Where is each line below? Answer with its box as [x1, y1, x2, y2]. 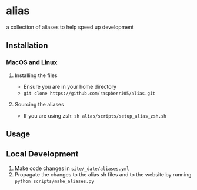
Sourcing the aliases [14, 101, 65, 108]
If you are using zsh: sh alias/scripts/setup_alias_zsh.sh [23, 112, 166, 119]
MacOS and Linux [6, 58, 58, 66]
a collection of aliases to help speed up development [6, 24, 134, 31]
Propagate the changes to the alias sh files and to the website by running [14, 171, 192, 178]
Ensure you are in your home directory [23, 83, 116, 90]
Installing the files [14, 72, 58, 79]
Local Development [6, 149, 79, 159]
